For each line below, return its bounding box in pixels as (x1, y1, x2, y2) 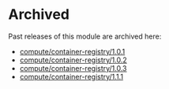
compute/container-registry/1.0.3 (19, 63, 128, 72)
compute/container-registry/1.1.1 (19, 72, 124, 81)
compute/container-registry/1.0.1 (19, 46, 126, 56)
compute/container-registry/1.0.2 (19, 55, 128, 65)
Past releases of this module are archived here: (8, 32, 162, 41)
